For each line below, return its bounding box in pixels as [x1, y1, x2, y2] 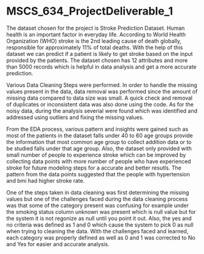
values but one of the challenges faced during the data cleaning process [6, 195, 188, 202]
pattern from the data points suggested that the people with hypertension [6, 170, 190, 177]
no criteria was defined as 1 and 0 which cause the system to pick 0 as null [6, 221, 194, 228]
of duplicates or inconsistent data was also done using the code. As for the [6, 100, 194, 108]
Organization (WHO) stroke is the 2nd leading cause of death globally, [6, 37, 182, 44]
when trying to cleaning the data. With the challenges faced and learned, [6, 227, 189, 235]
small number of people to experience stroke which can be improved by [6, 151, 186, 159]
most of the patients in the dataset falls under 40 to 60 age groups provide [6, 132, 193, 139]
